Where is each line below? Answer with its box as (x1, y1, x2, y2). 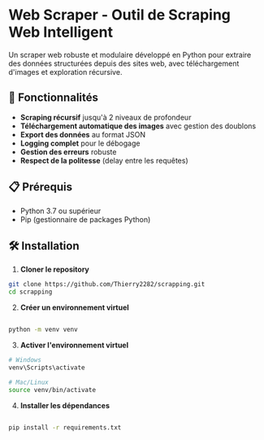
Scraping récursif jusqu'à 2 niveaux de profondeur (19, 112, 192, 122)
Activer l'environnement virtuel (19, 340, 128, 350)
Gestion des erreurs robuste (19, 146, 117, 156)
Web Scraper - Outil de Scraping (8, 6, 232, 24)
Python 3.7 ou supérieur (19, 206, 102, 216)
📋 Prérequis (8, 181, 73, 194)
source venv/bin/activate (8, 386, 96, 394)
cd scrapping (8, 288, 53, 296)
